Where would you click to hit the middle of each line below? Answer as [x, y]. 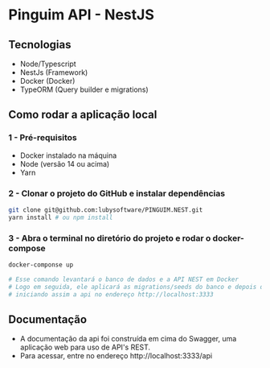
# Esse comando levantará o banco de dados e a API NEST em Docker [124, 279]
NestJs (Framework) [54, 72]
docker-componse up [41, 265]
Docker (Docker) [47, 81]
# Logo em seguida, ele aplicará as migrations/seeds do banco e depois [133, 287]
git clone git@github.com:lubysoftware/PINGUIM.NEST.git [106, 210]
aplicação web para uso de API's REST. [85, 347]
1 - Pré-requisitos [43, 138]
